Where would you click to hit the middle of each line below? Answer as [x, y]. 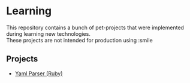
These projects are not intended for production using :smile [79, 40]
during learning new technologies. [49, 33]
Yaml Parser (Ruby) [39, 73]
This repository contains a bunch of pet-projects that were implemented [95, 27]
